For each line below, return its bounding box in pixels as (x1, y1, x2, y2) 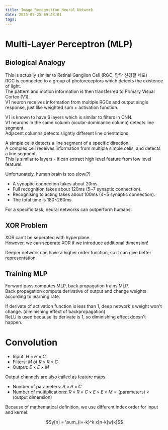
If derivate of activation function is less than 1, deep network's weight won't (5, 303, 162, 309)
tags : (5, 17, 17, 22)
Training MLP (5, 269, 48, 278)
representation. (5, 255, 37, 261)
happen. (5, 319, 23, 325)
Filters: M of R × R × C (12, 359, 58, 365)
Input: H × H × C (12, 353, 46, 359)
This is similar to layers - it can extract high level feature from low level (5, 156, 152, 162)
